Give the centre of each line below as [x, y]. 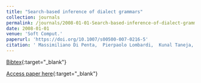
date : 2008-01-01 [28, 28]
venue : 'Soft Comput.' [34, 34]
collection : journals [33, 17]
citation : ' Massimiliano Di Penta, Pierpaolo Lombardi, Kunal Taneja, [100, 45]
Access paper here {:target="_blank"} [52, 73]
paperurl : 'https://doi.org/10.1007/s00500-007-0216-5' [77, 39]
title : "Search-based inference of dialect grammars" [75, 12]
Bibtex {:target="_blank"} [36, 62]
